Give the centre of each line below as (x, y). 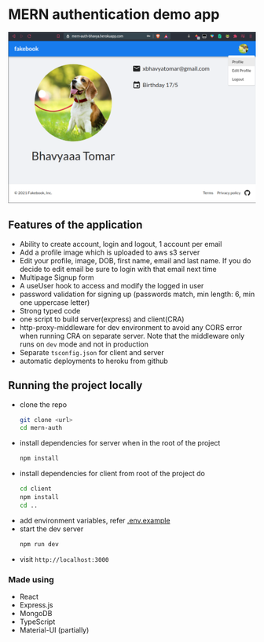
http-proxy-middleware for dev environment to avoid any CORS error (131, 327)
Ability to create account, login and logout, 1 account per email (121, 244)
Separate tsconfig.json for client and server (92, 352)
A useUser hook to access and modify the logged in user (112, 285)
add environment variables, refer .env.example (95, 520)
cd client (36, 489)
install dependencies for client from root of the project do (112, 474)
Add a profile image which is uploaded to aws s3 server (110, 252)
